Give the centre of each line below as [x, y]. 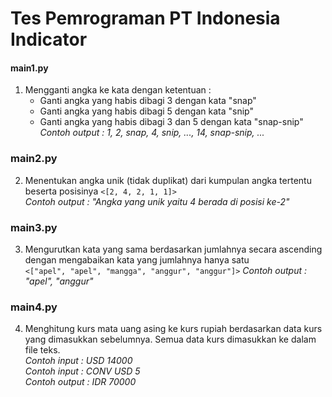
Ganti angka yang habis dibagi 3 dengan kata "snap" [148, 101]
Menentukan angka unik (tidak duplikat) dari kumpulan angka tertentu [168, 180]
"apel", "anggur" [59, 281]
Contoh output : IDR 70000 [80, 382]
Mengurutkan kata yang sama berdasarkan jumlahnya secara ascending [173, 249]
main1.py [29, 68]
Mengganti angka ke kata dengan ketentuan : [118, 90]
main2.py [34, 159]
